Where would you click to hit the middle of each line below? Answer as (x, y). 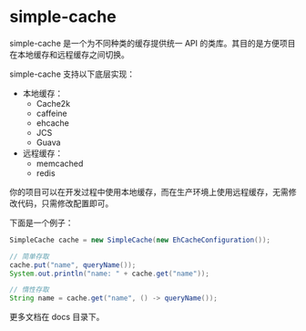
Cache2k (53, 103)
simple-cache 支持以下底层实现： (72, 74)
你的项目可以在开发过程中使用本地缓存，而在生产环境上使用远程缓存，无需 (149, 191)
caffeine (51, 113)
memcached (60, 163)
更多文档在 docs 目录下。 (57, 317)
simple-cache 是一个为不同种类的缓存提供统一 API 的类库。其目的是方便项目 (153, 43)
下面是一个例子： (41, 222)
